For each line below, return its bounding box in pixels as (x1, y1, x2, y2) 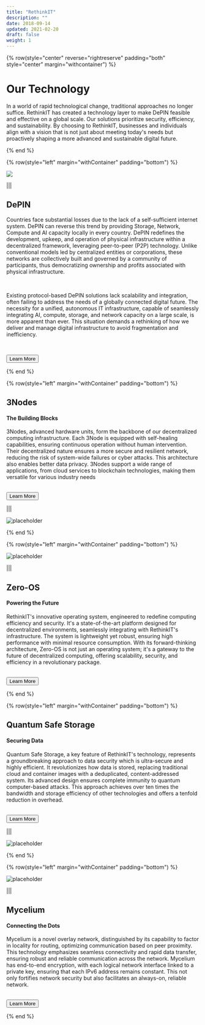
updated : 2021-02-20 (6, 26, 59, 32)
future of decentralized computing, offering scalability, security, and (6, 652, 178, 659)
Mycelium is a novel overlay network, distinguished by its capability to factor (6, 936, 199, 943)
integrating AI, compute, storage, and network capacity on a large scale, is (6, 311, 195, 318)
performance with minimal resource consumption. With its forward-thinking (6, 639, 196, 646)
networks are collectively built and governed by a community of (6, 255, 167, 262)
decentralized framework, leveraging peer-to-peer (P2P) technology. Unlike (6, 242, 198, 249)
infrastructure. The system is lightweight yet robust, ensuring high (6, 632, 173, 639)
